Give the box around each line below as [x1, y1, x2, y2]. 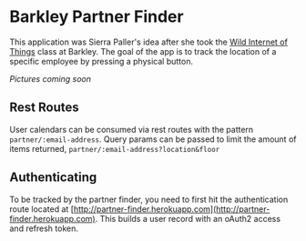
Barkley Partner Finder [9, 6, 184, 27]
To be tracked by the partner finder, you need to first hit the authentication [9, 194, 289, 205]
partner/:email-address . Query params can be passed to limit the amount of [9, 134, 297, 145]
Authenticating [9, 170, 97, 186]
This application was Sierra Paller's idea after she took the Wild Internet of [9, 36, 289, 47]
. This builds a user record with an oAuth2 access [95, 213, 280, 224]
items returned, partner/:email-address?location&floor [9, 143, 220, 154]
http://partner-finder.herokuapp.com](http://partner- [73, 203, 270, 215]
